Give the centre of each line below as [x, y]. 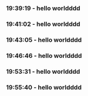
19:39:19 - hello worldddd [43, 8]
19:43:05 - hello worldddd [44, 39]
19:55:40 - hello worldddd [44, 87]
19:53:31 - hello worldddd [43, 71]
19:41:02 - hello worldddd [43, 24]
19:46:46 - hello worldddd [44, 55]
